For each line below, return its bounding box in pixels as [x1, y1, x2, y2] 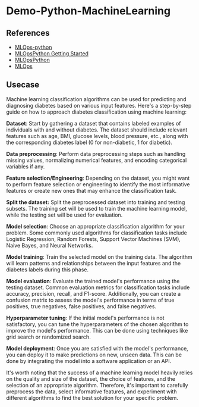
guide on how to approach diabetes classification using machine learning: [6, 108, 187, 115]
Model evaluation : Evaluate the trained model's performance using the [6, 277, 180, 284]
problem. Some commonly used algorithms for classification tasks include [6, 229, 187, 236]
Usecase [6, 80, 40, 90]
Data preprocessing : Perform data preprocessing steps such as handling [6, 150, 186, 157]
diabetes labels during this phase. [6, 266, 89, 273]
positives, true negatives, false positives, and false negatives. [6, 302, 156, 310]
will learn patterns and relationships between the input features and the [6, 259, 181, 267]
